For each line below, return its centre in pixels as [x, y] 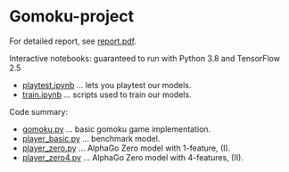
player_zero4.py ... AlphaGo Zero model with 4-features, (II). [132, 157]
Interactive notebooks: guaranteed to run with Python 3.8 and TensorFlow [145, 58]
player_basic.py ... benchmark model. [91, 138]
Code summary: [39, 111]
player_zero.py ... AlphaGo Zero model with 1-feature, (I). [126, 148]
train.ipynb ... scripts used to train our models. [107, 94]
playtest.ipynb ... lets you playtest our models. [107, 85]
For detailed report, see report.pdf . [73, 41]
